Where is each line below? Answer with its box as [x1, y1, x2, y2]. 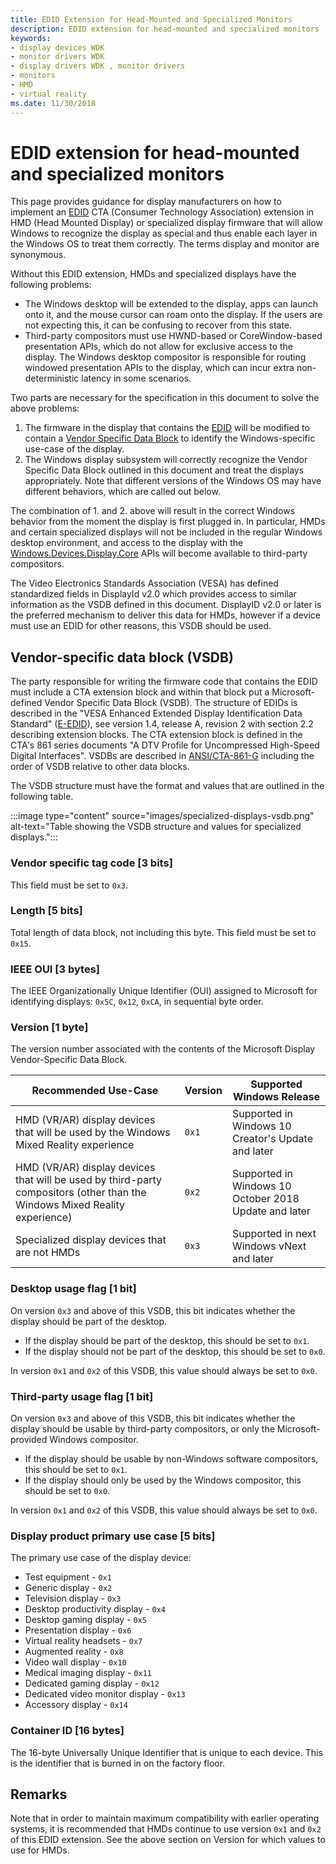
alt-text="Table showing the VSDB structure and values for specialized [10, 821, 302, 833]
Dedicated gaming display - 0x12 [24, 1677, 160, 1690]
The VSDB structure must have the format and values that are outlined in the [10, 780, 325, 792]
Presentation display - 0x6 [24, 1624, 132, 1636]
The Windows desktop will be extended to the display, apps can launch [24, 298, 318, 310]
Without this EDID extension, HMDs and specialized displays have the [10, 268, 297, 280]
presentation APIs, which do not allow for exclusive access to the [24, 341, 294, 353]
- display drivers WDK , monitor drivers [10, 61, 186, 71]
